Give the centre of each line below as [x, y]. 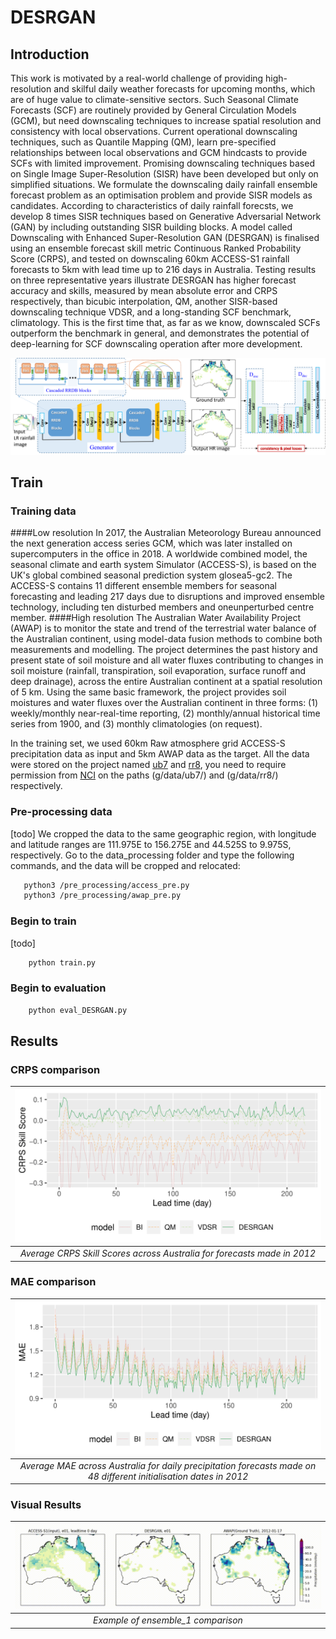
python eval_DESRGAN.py [78, 1010]
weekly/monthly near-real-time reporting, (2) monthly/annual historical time [165, 713]
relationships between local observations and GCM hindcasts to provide [159, 152]
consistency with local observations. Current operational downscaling [154, 131]
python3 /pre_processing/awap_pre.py [102, 896]
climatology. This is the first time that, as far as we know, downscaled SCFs [165, 322]
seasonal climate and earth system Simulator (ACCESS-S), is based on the [163, 565]
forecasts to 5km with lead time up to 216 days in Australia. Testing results [163, 269]
